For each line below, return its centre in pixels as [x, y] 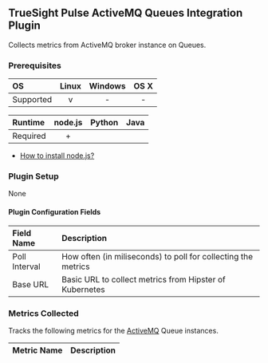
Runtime [29, 123]
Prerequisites [35, 65]
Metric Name [37, 350]
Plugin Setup [33, 176]
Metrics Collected [44, 313]
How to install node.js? [57, 156]
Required [29, 136]
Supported [32, 100]
